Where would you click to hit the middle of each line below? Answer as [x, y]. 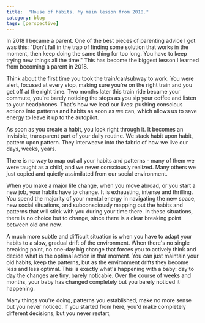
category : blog [26, 18]
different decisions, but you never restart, [59, 313]
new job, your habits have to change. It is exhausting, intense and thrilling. [100, 192]
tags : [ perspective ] [33, 23]
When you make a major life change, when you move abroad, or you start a [101, 186]
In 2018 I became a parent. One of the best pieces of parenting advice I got [101, 41]
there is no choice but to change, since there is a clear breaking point [94, 218]
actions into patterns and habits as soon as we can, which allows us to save [102, 111]
